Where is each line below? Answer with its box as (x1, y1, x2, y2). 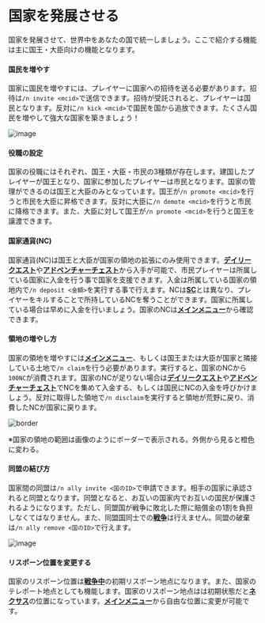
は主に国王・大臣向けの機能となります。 (8, 44, 140, 54)
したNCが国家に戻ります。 (14, 402, 101, 412)
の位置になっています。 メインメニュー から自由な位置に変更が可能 (28, 596, 243, 606)
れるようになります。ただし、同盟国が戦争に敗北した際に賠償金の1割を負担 (8, 503, 253, 512)
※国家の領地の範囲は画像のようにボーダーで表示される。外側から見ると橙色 (8, 434, 256, 444)
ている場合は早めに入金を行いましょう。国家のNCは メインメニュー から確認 (8, 304, 254, 314)
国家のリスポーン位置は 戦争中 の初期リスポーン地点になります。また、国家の (8, 576, 257, 586)
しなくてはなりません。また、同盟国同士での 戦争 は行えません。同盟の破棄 (8, 512, 251, 522)
